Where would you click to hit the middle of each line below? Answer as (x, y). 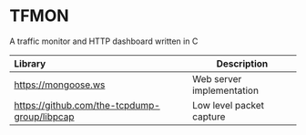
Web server (217, 78)
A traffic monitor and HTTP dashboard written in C (104, 41)
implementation (226, 90)
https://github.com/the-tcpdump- (87, 105)
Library (30, 63)
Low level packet (229, 105)
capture (209, 117)
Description (242, 63)
